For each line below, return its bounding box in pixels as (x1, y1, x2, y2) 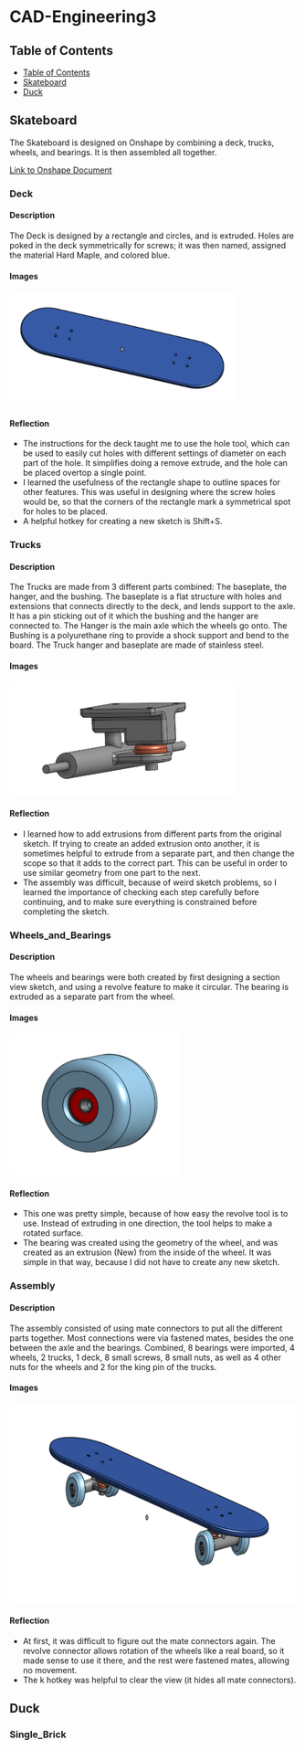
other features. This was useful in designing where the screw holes (22, 487, 276, 498)
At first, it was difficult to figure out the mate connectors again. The (22, 1635, 276, 1646)
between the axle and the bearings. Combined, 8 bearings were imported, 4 (9, 1342, 295, 1353)
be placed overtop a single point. (22, 468, 147, 479)
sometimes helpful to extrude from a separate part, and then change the (22, 848, 295, 859)
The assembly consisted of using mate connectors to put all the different (9, 1323, 283, 1334)
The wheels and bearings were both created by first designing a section (9, 972, 280, 983)
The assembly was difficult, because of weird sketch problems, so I (22, 877, 277, 888)
